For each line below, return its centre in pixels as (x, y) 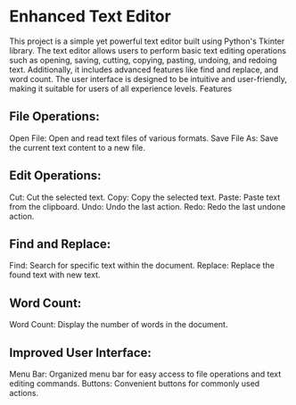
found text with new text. (55, 275)
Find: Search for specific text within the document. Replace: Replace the (142, 266)
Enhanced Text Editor (90, 17)
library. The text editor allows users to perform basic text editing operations (148, 50)
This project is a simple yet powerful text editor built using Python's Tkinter (147, 41)
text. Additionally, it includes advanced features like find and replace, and (144, 70)
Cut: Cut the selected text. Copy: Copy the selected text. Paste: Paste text (145, 197)
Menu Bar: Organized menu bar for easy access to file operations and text (145, 374)
